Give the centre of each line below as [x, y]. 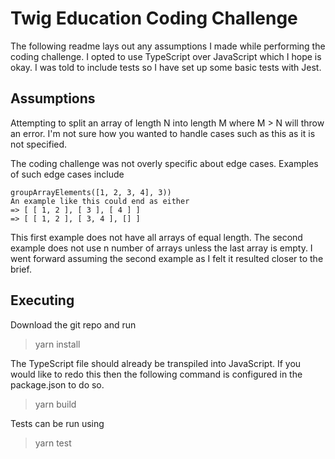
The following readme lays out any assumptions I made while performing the [168, 46]
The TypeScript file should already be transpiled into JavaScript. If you [156, 363]
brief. [21, 269]
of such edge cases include [67, 174]
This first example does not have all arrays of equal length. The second [156, 237]
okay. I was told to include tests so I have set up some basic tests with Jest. [166, 67]
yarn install [57, 344]
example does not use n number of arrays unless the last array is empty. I [161, 248]
